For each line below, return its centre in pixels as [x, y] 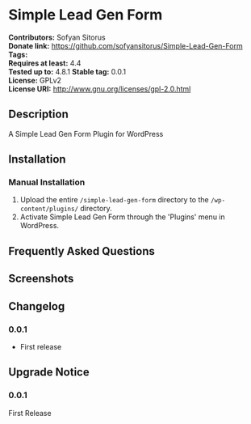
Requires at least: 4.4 [45, 63]
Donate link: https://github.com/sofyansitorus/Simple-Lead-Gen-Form [126, 45]
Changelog [37, 306]
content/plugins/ [49, 209]
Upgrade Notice [49, 373]
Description [38, 114]
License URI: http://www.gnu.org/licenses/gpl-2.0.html [100, 89]
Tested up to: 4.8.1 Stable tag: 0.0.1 [67, 71]
